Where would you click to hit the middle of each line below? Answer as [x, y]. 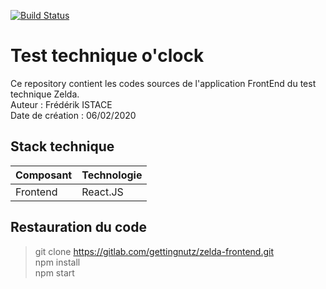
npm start [54, 272]
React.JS [102, 192]
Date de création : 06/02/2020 [73, 115]
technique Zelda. [45, 94]
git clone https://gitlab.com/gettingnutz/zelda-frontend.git [154, 251]
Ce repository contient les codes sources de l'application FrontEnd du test [163, 83]
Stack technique [62, 146]
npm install [57, 262]
